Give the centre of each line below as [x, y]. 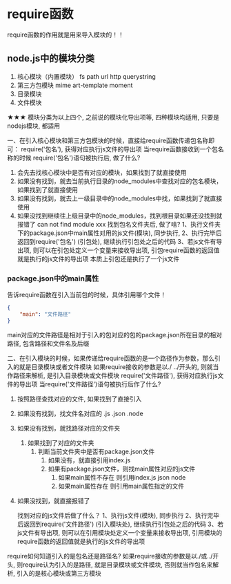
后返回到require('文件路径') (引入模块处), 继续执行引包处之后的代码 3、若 [120, 524]
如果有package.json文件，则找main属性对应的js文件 [122, 469]
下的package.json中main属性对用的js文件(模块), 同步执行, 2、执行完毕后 [119, 233]
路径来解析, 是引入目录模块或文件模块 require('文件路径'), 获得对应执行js [115, 375]
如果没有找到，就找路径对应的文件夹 [69, 428]
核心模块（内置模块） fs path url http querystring [87, 76]
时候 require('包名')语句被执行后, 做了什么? [80, 158]
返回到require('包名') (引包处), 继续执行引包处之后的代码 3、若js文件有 [117, 241]
